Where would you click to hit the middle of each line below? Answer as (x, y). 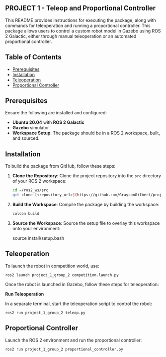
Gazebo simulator (31, 128)
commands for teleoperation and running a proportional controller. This (78, 25)
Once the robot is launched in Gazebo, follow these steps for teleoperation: (82, 284)
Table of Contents (34, 57)
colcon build (26, 214)
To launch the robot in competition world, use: (52, 266)
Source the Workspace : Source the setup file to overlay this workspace (86, 223)
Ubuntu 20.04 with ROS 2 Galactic (48, 122)
